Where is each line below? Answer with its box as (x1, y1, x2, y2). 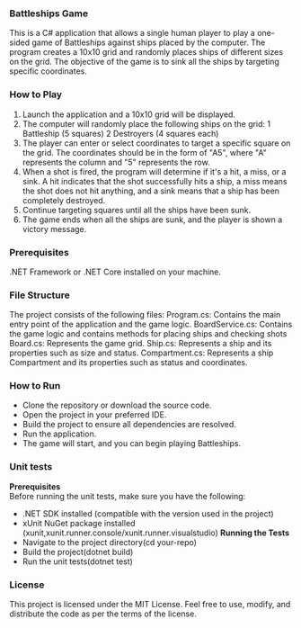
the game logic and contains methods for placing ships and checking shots (9, 328, 288, 339)
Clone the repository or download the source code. (22, 399, 212, 411)
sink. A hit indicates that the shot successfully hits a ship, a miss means (22, 175, 288, 186)
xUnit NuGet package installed (22, 517, 136, 528)
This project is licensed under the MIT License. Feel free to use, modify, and (9, 599, 291, 610)
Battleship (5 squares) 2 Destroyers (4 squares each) (22, 128, 219, 139)
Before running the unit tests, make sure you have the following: (9, 490, 246, 501)
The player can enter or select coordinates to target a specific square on (22, 138, 291, 148)
